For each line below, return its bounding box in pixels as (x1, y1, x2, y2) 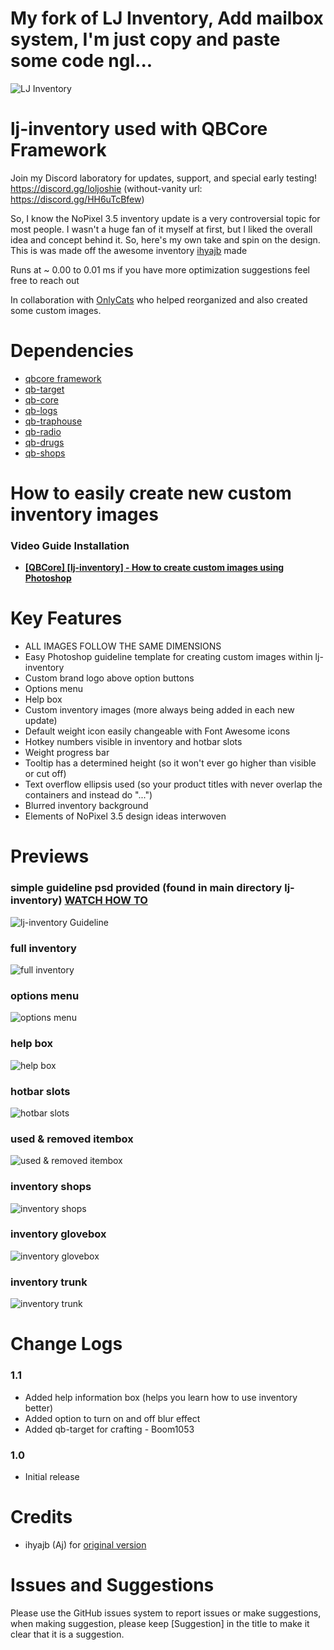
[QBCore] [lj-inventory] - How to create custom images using (24, 562, 285, 574)
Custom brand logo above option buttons (24, 672, 195, 684)
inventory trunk (10, 1275, 88, 1289)
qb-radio (24, 425, 62, 437)
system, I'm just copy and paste (10, 28, 281, 51)
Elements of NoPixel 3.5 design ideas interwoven (24, 810, 227, 822)
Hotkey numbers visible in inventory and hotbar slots (24, 736, 243, 748)
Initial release (24, 1470, 80, 1482)
